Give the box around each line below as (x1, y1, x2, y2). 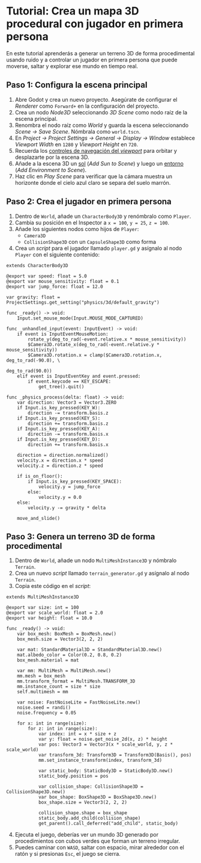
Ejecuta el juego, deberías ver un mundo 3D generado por (14, 831, 159, 838)
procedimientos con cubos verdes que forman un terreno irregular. (14, 838, 181, 845)
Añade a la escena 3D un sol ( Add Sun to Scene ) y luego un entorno (14, 159, 184, 167)
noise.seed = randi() (17, 705, 71, 711)
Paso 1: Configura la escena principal (6, 80, 148, 90)
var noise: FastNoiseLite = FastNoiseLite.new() (17, 699, 141, 705)
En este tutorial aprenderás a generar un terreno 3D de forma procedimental (6, 49, 195, 57)
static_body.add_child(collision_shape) (38, 815, 141, 821)
